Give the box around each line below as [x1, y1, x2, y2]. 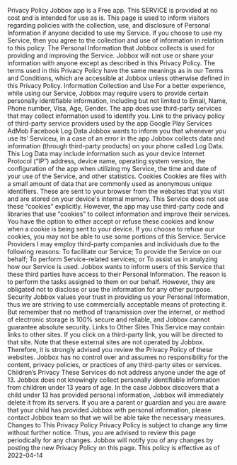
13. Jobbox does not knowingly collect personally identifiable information [7, 376, 221, 384]
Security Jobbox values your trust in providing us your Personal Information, [7, 292, 230, 301]
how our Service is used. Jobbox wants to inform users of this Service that [7, 263, 225, 270]
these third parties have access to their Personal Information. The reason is [7, 270, 226, 278]
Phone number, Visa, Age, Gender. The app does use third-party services [7, 104, 221, 112]
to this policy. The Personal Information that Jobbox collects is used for [7, 44, 215, 52]
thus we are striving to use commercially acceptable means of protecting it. [7, 300, 228, 308]
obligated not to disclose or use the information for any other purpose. [7, 285, 212, 293]
